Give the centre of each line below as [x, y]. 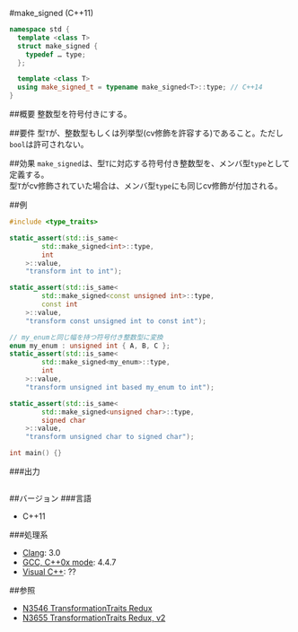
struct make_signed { [58, 46]
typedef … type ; [56, 54]
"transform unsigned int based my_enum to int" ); [120, 387]
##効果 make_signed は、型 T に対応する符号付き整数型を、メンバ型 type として [149, 163]
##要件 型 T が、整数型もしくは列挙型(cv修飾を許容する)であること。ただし [147, 133]
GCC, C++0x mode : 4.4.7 [69, 562]
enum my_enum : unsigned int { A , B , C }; [90, 346]
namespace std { [39, 30]
